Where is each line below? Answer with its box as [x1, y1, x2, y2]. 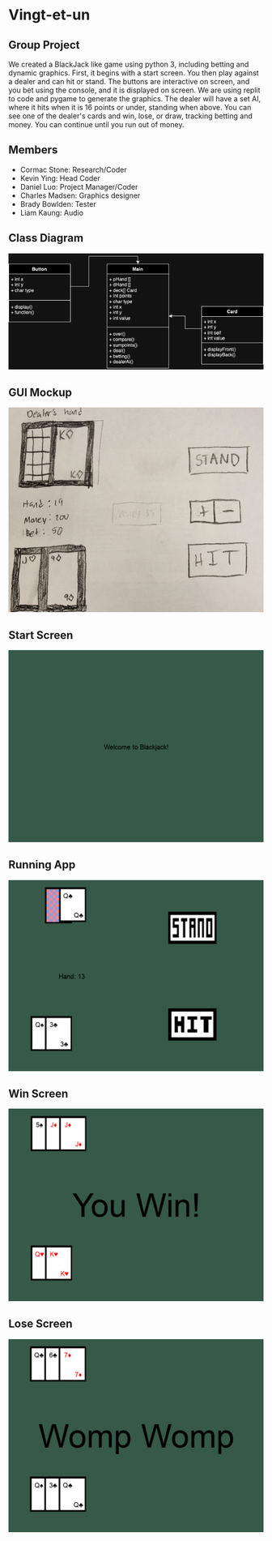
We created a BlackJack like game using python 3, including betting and [8, 59, 249, 69]
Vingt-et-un [8, 6, 91, 24]
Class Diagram [8, 231, 83, 245]
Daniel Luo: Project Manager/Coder [19, 182, 138, 191]
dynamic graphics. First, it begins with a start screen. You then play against [8, 68, 259, 78]
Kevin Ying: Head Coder [19, 173, 101, 183]
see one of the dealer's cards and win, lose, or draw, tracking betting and [8, 111, 253, 121]
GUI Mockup [8, 385, 73, 399]
